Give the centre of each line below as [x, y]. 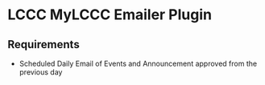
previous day [41, 72]
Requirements [43, 45]
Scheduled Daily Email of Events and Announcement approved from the [138, 63]
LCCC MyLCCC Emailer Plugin [110, 15]
